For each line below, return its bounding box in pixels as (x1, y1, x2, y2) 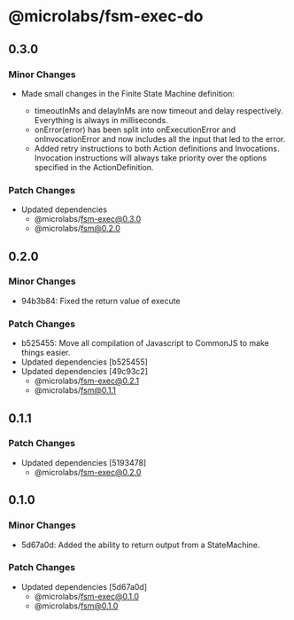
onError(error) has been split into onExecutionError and (34, 124, 236, 135)
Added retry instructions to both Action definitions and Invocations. (34, 143, 280, 153)
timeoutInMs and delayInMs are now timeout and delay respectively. (34, 105, 284, 116)
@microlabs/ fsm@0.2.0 (34, 224, 121, 234)
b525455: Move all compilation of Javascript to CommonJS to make (20, 338, 269, 349)
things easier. (20, 348, 71, 358)
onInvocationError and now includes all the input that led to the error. (34, 133, 286, 144)
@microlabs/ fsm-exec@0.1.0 (34, 591, 139, 601)
